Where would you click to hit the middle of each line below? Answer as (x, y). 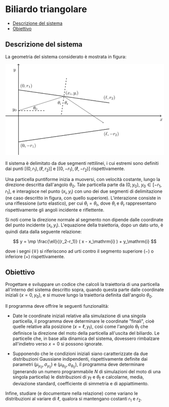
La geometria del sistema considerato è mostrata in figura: (66, 56)
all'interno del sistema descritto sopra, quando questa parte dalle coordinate (85, 290)
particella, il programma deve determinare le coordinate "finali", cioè (83, 321)
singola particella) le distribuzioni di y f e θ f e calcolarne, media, (78, 378)
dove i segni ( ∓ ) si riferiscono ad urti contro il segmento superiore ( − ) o (79, 251)
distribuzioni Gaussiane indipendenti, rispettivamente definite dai (80, 359)
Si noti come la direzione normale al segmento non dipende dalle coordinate (84, 219)
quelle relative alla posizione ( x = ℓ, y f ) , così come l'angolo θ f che (80, 327)
